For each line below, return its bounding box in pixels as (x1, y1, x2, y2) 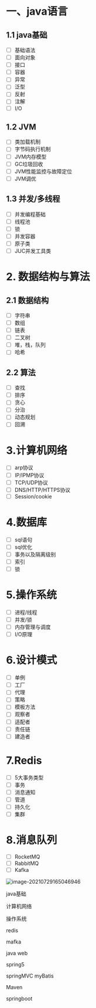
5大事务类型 (14, 774, 44, 781)
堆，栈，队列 (14, 341, 46, 348)
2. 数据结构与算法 (6, 270, 90, 284)
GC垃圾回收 (14, 160, 43, 167)
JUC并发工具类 (14, 247, 52, 254)
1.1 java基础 (6, 30, 48, 40)
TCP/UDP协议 (14, 478, 49, 486)
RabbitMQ (14, 860, 39, 867)
